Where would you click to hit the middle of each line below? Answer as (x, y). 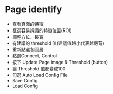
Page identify (33, 9)
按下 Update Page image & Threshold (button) (60, 62)
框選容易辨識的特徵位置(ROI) (42, 30)
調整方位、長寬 (28, 37)
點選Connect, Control (34, 56)
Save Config (25, 80)
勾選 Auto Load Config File (40, 75)
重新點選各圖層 (28, 49)
